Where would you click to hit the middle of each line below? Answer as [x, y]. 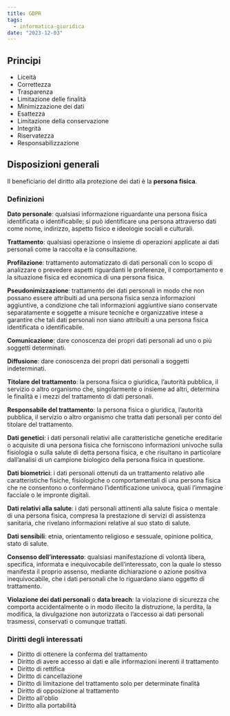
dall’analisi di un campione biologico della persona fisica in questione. [106, 460]
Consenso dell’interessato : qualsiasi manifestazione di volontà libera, [107, 557]
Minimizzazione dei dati [51, 107]
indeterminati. [27, 368]
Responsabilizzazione [48, 143]
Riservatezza [35, 136]
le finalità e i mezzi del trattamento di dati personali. [80, 397]
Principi [24, 60]
